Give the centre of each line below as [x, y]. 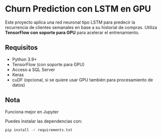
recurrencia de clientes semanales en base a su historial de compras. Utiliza [81, 27]
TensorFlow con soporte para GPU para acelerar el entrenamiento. [72, 32]
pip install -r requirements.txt [39, 130]
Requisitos [21, 48]
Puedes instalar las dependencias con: [44, 121]
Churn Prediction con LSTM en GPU [78, 9]
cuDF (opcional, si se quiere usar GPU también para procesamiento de [82, 80]
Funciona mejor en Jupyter [32, 111]
